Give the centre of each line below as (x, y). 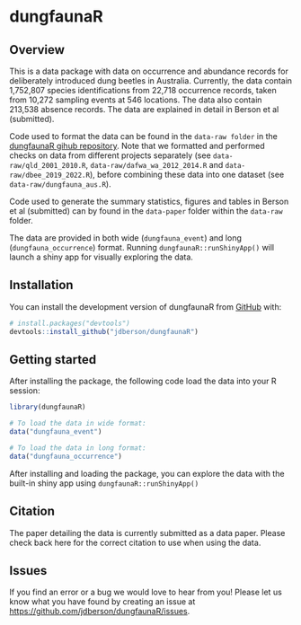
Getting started (53, 360)
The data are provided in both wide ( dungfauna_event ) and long (126, 238)
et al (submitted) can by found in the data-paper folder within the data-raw (146, 211)
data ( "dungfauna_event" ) (56, 432)
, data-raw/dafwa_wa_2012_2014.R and (155, 165)
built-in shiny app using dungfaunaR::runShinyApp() (104, 483)
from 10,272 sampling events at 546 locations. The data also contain (136, 100)
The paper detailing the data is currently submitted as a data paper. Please (147, 533)
